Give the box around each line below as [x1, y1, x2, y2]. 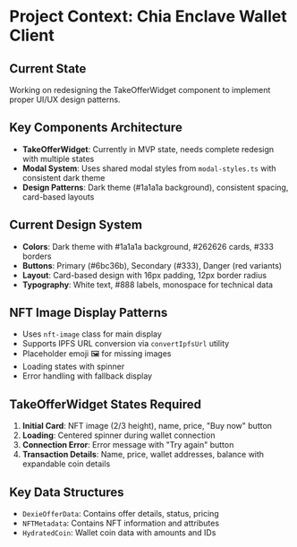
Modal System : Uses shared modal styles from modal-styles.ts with [21, 163, 276, 174]
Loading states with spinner [21, 361, 125, 372]
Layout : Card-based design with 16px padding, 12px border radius [21, 269, 267, 280]
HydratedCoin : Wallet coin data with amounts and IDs [21, 527, 216, 538]
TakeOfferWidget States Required [9, 397, 201, 412]
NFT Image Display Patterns [9, 305, 168, 321]
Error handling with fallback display [21, 371, 153, 381]
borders [21, 251, 52, 261]
